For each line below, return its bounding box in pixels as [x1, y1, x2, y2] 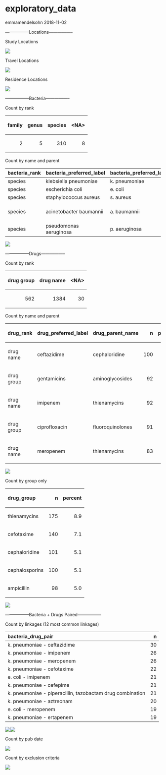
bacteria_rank [7, 169, 41, 176]
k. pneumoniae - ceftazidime [7, 641, 75, 648]
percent [63, 494, 82, 501]
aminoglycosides [93, 375, 132, 382]
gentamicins [37, 375, 66, 382]
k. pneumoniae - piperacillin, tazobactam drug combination [7, 690, 146, 697]
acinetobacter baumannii [45, 208, 104, 215]
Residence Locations [5, 76, 48, 82]
